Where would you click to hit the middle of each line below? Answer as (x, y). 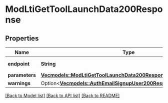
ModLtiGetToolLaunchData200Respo (84, 9)
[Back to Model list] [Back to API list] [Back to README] (62, 95)
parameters (22, 75)
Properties (22, 38)
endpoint (19, 64)
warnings (19, 83)
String (48, 64)
